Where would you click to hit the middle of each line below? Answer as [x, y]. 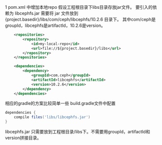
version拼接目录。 [23, 138]
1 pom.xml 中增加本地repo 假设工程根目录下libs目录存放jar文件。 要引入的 [79, 7]
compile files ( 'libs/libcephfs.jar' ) [52, 117]
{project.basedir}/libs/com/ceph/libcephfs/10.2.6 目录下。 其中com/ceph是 [81, 19]
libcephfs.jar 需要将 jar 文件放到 [46, 13]
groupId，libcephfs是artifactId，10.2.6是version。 [55, 25]
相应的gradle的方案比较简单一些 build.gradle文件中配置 [60, 104]
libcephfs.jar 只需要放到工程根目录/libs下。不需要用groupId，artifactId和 [78, 132]
